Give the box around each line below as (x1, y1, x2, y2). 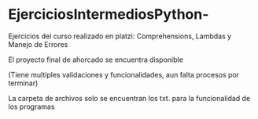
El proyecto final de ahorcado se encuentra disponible (8, 55, 183, 64)
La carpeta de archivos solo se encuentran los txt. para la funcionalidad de (8, 93, 251, 103)
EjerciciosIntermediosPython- (8, 5, 209, 23)
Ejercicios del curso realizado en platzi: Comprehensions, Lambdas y (8, 31, 232, 41)
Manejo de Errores (8, 39, 68, 49)
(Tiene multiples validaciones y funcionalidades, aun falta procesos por (8, 70, 240, 79)
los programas (8, 102, 55, 111)
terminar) (8, 78, 39, 88)
